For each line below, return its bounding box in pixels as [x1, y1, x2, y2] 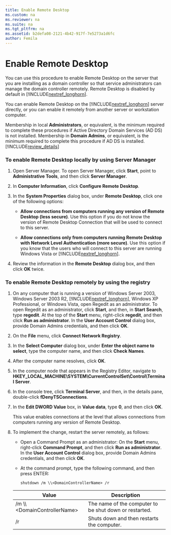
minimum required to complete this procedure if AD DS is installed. [5, 138, 145, 144]
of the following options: [12, 199, 64, 205]
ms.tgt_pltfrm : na [5, 27, 44, 32]
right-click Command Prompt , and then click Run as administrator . [20, 445, 162, 451]
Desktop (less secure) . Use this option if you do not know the [20, 214, 150, 220]
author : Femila [5, 36, 38, 41]
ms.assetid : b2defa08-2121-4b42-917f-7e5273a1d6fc [5, 31, 115, 36]
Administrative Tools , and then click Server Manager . [12, 173, 127, 179]
